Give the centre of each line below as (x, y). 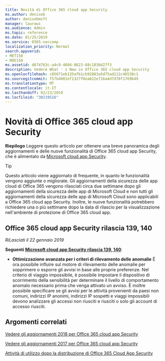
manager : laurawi (23, 24)
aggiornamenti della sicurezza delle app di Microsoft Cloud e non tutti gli (79, 192)
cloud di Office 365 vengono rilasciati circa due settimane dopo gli (73, 186)
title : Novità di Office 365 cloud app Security (56, 10)
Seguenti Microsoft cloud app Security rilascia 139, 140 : (64, 250)
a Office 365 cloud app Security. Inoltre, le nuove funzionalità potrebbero (80, 202)
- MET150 (14, 56)
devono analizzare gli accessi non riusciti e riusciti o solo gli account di (85, 301)
